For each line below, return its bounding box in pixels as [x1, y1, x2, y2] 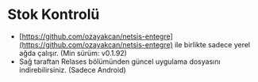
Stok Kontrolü [7, 6, 100, 24]
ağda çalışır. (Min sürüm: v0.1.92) [18, 48, 128, 58]
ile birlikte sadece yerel [174, 39, 251, 49]
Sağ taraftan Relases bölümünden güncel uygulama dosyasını [18, 57, 221, 66]
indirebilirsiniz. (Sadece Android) [18, 65, 126, 74]
